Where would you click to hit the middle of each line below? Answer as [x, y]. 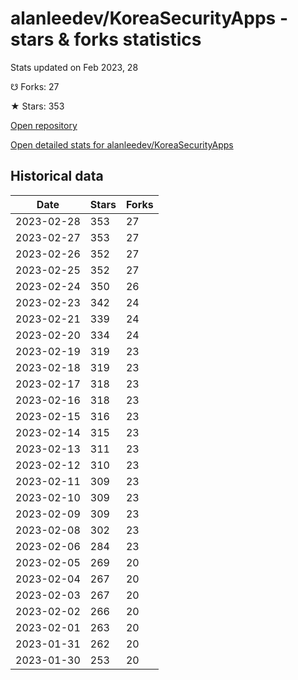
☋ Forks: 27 [35, 86]
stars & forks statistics [106, 39]
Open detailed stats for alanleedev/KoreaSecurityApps [122, 144]
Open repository [44, 125]
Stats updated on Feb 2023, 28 [74, 67]
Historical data [57, 176]
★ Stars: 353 [37, 106]
